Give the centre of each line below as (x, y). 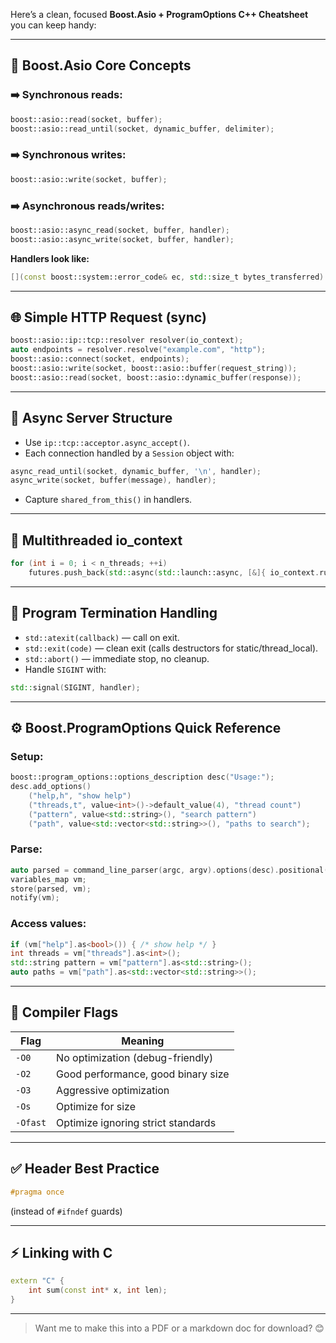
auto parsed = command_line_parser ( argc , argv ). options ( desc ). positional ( (169, 870)
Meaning (143, 1041)
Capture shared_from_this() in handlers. (108, 500)
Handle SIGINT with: (65, 669)
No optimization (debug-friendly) (135, 1057)
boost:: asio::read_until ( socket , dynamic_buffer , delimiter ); (142, 129)
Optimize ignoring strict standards (136, 1122)
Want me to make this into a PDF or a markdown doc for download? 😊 (179, 1328)
